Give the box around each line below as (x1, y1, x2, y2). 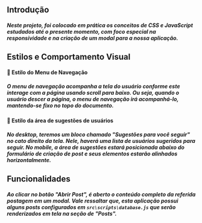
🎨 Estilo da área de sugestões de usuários (7, 117, 114, 124)
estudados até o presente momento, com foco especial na (7, 28, 156, 35)
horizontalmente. (7, 156, 52, 163)
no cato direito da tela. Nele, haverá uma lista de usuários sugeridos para (7, 137, 195, 144)
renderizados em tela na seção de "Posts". (7, 210, 117, 217)
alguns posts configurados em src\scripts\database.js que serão (7, 203, 176, 210)
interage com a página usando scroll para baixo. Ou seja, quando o (7, 89, 180, 96)
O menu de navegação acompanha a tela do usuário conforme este (7, 83, 180, 90)
